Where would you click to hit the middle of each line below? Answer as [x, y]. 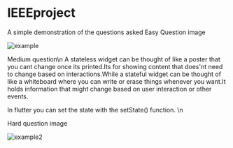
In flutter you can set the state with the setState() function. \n [95, 110]
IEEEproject [41, 13]
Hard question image [37, 123]
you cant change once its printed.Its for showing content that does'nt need [115, 66]
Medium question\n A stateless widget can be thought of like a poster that [114, 59]
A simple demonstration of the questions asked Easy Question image [107, 32]
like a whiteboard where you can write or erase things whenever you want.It [116, 81]
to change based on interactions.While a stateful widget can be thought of [114, 74]
